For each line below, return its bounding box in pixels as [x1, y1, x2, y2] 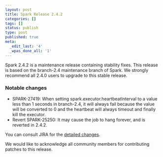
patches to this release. [5, 146, 53, 152]
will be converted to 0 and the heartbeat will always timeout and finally [12, 106, 156, 112]
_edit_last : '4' [9, 44, 43, 49]
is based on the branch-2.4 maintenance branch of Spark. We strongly [5, 67, 149, 73]
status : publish [5, 26, 38, 31]
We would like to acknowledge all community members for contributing [5, 141, 150, 147]
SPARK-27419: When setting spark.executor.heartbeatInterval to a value [12, 95, 158, 101]
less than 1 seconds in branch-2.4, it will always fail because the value [12, 101, 155, 107]
